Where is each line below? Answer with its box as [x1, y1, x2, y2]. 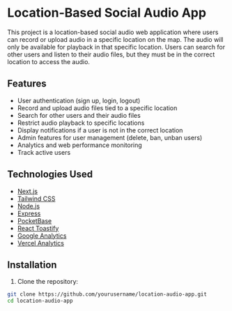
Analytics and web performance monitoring [17, 141, 143, 149]
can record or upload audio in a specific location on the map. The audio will [7, 35, 224, 43]
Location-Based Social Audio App [7, 5, 207, 21]
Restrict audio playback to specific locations [17, 119, 145, 127]
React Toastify [17, 224, 59, 232]
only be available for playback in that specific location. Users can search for [7, 43, 226, 51]
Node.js [17, 202, 40, 210]
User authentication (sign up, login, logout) [17, 96, 141, 105]
